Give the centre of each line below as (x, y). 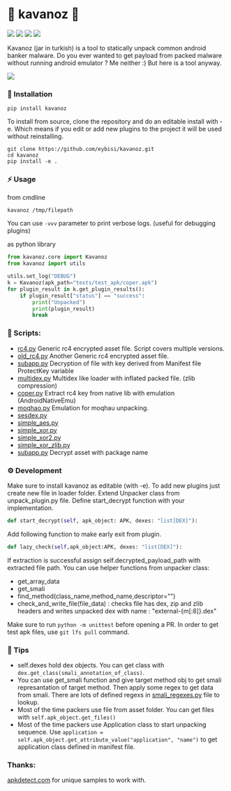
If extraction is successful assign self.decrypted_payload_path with (104, 560)
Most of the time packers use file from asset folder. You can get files (115, 709)
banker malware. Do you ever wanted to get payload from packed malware (114, 55)
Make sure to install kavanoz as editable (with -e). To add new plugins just (114, 486)
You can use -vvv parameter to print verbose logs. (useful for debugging (112, 224)
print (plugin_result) (64, 309)
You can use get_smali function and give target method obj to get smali (119, 680)
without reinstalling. (36, 136)
